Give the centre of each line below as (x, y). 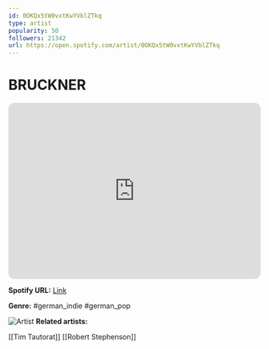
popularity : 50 (34, 30)
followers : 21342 (37, 38)
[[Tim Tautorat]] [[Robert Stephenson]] (72, 337)
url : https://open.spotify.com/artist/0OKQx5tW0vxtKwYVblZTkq (114, 46)
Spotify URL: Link (38, 291)
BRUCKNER (47, 85)
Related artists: (62, 322)
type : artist (30, 23)
